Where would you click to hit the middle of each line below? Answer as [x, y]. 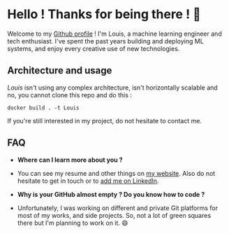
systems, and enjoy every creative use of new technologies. [94, 48]
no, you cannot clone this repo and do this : [70, 95]
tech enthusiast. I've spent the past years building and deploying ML [105, 41]
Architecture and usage [60, 70]
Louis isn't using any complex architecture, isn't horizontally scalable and [112, 88]
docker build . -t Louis [43, 108]
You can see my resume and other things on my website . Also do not [116, 173]
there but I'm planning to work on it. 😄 [73, 223]
